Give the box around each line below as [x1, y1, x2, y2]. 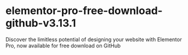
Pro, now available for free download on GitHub [5, 42, 121, 49]
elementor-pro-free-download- [5, 4, 163, 18]
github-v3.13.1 [5, 16, 76, 30]
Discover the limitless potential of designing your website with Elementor [5, 36, 182, 43]
